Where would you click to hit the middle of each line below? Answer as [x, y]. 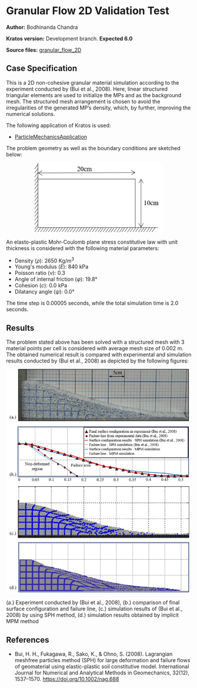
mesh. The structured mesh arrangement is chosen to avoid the [83, 101]
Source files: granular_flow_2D [44, 50]
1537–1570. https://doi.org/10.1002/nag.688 [67, 679]
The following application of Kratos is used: [59, 125]
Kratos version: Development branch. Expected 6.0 [69, 38]
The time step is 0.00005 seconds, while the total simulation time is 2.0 [92, 303]
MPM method [23, 621]
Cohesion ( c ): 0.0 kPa [41, 285]
